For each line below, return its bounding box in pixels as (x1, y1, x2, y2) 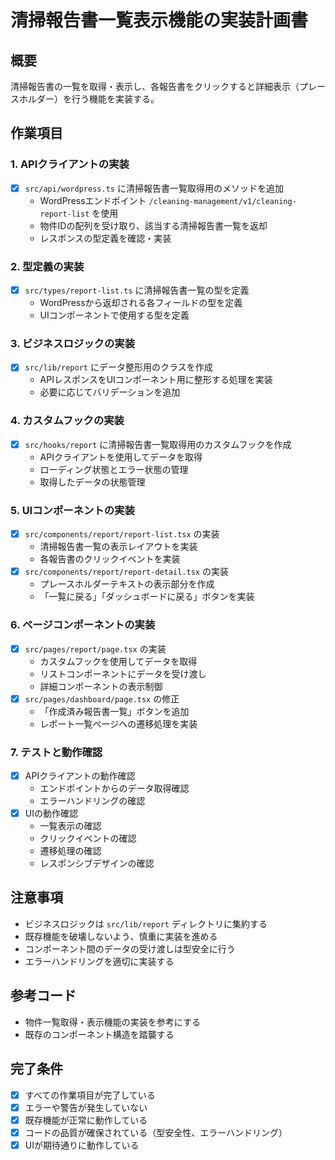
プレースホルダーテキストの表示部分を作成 (39, 578, 215, 590)
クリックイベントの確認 (39, 832, 137, 845)
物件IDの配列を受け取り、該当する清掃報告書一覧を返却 (39, 219, 268, 231)
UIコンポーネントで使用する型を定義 (39, 309, 190, 321)
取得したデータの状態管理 (39, 476, 146, 488)
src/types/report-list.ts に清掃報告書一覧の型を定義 (24, 284, 250, 296)
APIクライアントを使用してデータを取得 (39, 451, 203, 463)
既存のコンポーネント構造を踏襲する (24, 1028, 175, 1040)
